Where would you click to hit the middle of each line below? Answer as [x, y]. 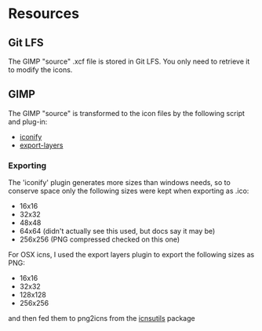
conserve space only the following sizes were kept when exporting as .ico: [129, 191]
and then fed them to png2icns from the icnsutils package [102, 318]
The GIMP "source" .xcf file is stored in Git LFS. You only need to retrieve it [129, 61]
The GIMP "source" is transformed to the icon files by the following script [127, 113]
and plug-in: [28, 122]
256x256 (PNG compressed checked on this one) [100, 239]
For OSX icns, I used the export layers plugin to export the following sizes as [131, 255]
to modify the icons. [40, 70]
